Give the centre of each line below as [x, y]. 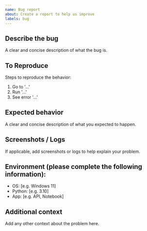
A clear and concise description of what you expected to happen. [71, 124]
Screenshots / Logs [35, 140]
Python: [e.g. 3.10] [30, 191]
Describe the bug [32, 38]
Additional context [34, 212]
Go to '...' [21, 87]
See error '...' [25, 97]
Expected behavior [34, 113]
